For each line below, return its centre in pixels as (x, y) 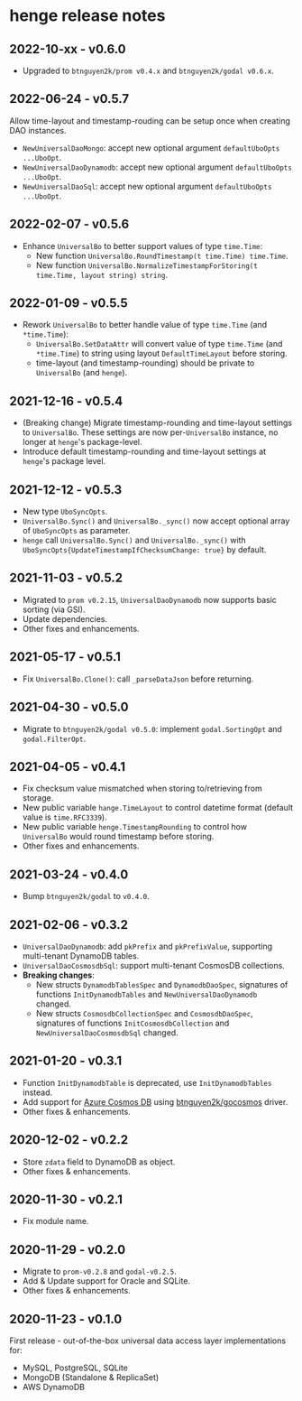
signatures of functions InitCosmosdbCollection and (133, 1023)
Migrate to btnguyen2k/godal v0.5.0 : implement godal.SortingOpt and (152, 728)
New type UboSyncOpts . (65, 512)
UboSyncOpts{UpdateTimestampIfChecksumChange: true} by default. (144, 550)
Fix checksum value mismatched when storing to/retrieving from (142, 789)
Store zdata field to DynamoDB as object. (99, 1162)
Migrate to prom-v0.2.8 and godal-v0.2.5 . (100, 1271)
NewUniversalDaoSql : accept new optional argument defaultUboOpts (147, 186)
